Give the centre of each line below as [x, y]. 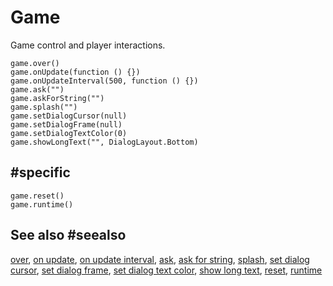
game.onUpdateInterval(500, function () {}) [104, 81]
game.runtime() [42, 204]
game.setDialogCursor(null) [69, 116]
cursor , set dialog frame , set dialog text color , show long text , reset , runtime [166, 270]
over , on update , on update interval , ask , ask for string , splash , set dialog [160, 259]
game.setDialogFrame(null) [66, 124]
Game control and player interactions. [88, 45]
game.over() [35, 63]
